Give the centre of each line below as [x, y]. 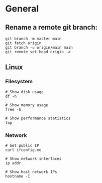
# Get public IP [22, 145]
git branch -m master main [33, 39]
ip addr [13, 163]
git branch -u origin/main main [39, 48]
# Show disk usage [24, 92]
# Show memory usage [27, 105]
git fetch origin [23, 43]
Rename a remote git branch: [52, 27]
